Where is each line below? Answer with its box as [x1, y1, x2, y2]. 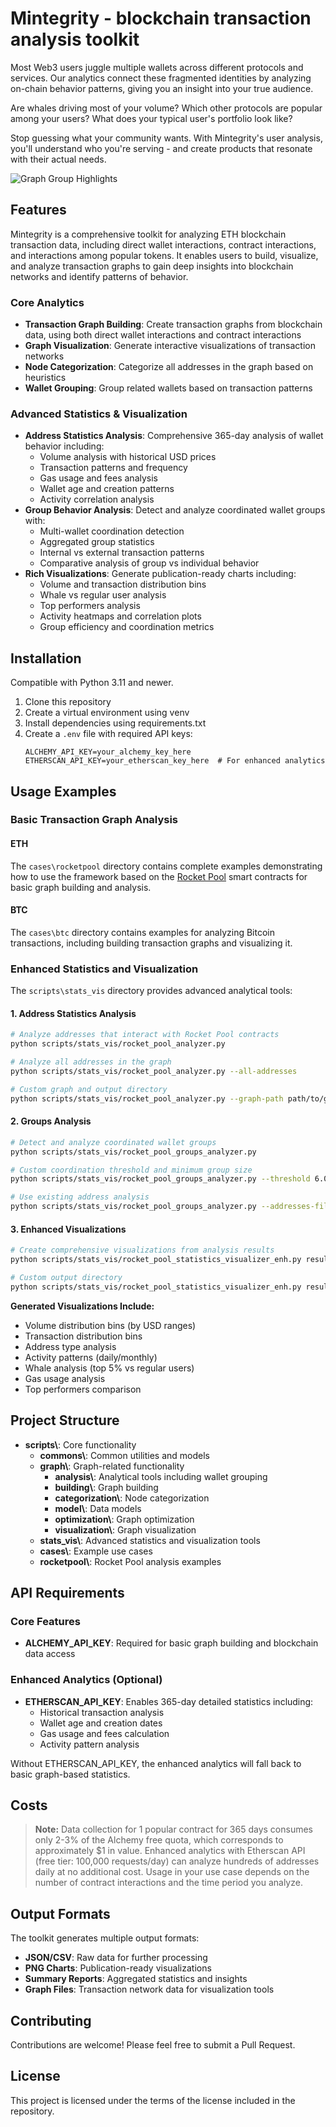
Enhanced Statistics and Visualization [10, 962, 199, 976]
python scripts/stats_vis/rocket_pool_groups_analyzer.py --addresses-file [10, 1202, 333, 1212]
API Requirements [10, 1584, 125, 1601]
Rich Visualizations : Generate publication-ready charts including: [24, 568, 297, 580]
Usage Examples [10, 783, 117, 800]
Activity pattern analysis [39, 1738, 140, 1750]
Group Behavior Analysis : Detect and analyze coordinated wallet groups [24, 504, 326, 516]
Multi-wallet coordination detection [39, 525, 185, 537]
